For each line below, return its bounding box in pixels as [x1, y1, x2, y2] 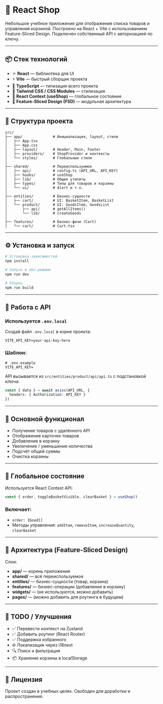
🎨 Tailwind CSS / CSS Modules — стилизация [12, 88, 105, 94]
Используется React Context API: [5, 485, 73, 491]
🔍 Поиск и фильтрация [12, 648, 61, 653]
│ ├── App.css [5, 143, 38, 148]
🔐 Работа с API [5, 303, 51, 311]
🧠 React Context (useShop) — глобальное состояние [12, 93, 122, 99]
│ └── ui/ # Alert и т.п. [5, 185, 83, 190]
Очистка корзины [12, 454, 49, 460]
